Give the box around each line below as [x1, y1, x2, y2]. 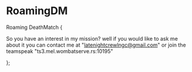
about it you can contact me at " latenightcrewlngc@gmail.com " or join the [6, 41, 186, 48]
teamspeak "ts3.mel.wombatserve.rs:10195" [6, 47, 113, 54]
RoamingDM [6, 4, 68, 18]
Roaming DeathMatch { [6, 24, 63, 31]
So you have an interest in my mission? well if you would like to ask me [6, 35, 178, 42]
